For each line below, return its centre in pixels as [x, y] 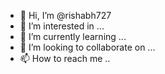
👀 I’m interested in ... [62, 26]
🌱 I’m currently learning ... [73, 36]
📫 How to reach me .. [65, 58]
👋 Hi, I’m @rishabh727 [65, 15]
